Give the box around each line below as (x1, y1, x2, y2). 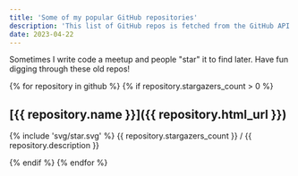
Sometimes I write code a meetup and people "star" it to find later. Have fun (9, 54, 289, 65)
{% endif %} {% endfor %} (9, 157, 108, 168)
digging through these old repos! (9, 63, 131, 74)
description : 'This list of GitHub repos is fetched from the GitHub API (9, 21, 291, 30)
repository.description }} (9, 140, 100, 151)
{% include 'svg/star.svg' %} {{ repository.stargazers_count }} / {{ (9, 130, 252, 141)
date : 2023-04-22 (9, 29, 74, 38)
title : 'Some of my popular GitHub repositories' (9, 13, 199, 22)
